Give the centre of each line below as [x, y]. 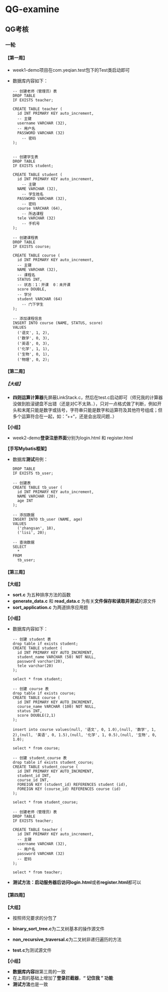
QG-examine [32, 9]
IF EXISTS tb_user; [33, 473]
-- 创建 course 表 [31, 689]
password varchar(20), [41, 662]
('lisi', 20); [32, 533]
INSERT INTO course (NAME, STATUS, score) [58, 323]
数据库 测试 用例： [30, 459]
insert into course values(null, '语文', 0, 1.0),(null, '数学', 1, [84, 730]
